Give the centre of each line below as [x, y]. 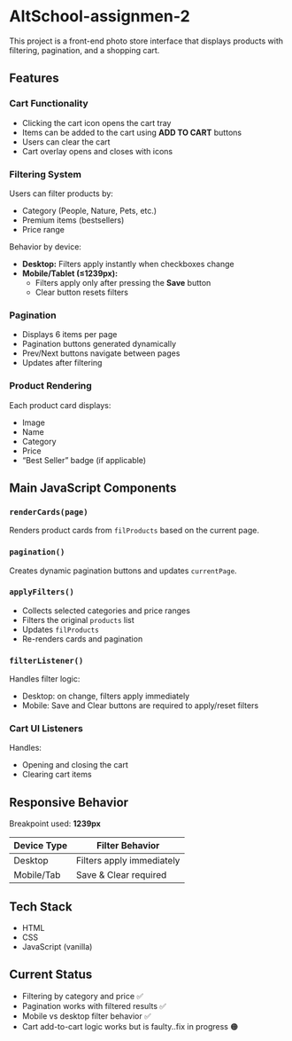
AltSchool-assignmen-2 [100, 16]
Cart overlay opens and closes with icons [97, 151]
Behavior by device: [46, 247]
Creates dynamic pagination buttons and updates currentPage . [123, 571]
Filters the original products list [78, 619]
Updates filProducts [60, 629]
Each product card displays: [60, 405]
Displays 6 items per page [69, 335]
